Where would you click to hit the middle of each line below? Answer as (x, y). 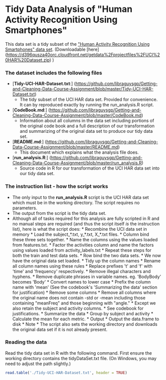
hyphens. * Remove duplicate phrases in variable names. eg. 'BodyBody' (87, 277)
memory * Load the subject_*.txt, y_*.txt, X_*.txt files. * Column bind (81, 234)
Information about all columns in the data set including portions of (87, 121)
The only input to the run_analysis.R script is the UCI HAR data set (81, 197)
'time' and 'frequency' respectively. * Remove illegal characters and (82, 271)
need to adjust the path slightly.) (38, 364)
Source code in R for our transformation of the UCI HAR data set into (90, 168)
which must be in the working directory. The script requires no (76, 202)
